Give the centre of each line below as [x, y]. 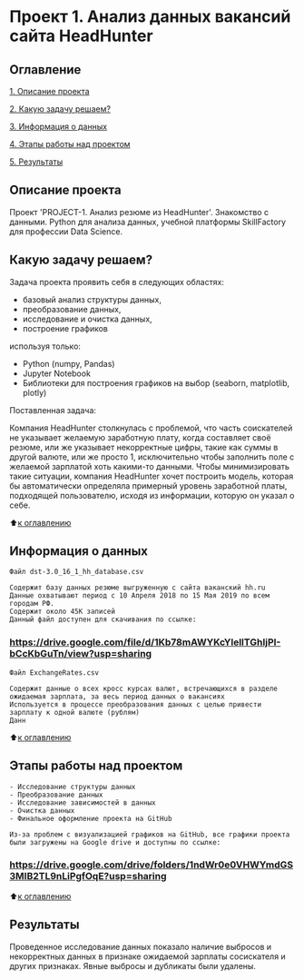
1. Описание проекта [49, 91]
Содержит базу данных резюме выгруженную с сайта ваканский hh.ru [137, 588]
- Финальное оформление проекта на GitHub [91, 818]
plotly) [34, 392]
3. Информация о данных [58, 126]
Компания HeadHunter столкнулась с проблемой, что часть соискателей [151, 428]
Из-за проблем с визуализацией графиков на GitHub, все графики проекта [150, 834]
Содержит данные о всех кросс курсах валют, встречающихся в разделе [144, 688]
